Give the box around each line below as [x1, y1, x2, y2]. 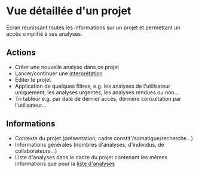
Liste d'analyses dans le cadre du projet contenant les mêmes [14, 153, 168, 160]
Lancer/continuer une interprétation [14, 70, 103, 77]
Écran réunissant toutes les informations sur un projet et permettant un [6, 24, 180, 31]
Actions [6, 48, 36, 58]
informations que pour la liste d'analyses [14, 160, 115, 167]
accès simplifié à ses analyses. [6, 30, 82, 37]
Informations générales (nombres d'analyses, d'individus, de [14, 141, 164, 148]
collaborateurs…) [14, 147, 57, 155]
